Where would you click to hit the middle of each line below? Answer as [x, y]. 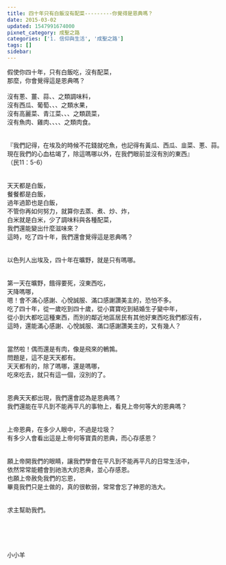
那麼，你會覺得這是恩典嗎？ [46, 80]
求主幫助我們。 [28, 510]
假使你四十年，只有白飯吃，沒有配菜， [61, 72]
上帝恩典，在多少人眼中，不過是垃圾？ [61, 429]
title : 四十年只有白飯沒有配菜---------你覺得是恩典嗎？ [80, 13]
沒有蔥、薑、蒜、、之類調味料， [51, 96]
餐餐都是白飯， [28, 194]
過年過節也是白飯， [34, 202]
